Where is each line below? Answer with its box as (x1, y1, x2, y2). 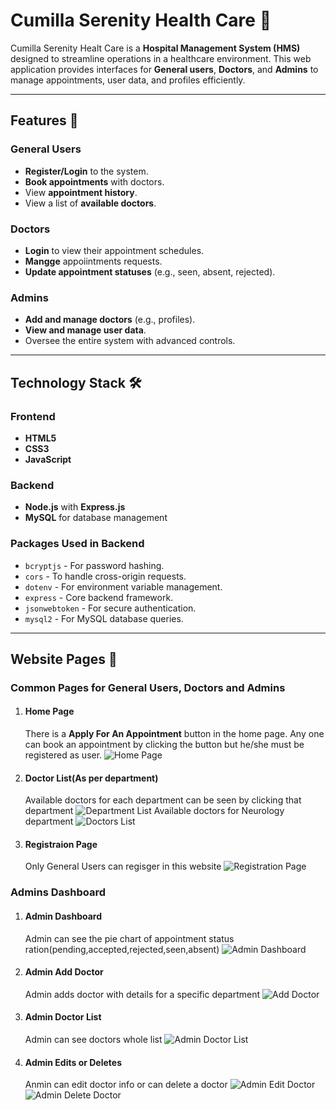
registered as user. (24, 749, 103, 761)
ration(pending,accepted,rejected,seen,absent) (24, 943, 220, 955)
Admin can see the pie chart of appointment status (24, 932, 235, 944)
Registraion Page (24, 838, 98, 850)
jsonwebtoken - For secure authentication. (24, 602, 197, 614)
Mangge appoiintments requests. (24, 255, 163, 267)
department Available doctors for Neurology (24, 805, 285, 817)
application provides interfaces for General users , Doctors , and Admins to (10, 63, 319, 75)
